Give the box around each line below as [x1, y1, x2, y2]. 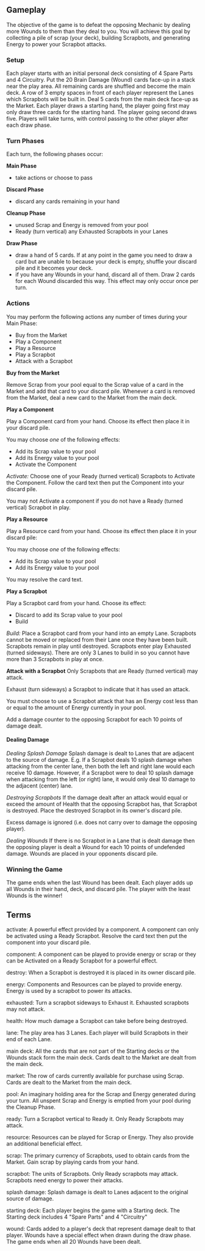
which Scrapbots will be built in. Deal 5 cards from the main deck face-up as [6, 96, 199, 103]
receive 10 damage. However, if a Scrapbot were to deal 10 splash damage [6, 769, 194, 776]
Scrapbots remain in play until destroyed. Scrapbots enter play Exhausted [6, 642, 191, 650]
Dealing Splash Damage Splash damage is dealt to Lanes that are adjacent [6, 750, 195, 757]
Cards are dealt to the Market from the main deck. [6, 1079, 132, 1086]
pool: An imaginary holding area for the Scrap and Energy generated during [6, 1091, 196, 1098]
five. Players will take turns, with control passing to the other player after [6, 115, 189, 123]
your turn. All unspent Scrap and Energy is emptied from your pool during [6, 1097, 191, 1105]
